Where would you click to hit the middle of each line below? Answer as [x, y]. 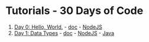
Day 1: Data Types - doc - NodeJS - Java [64, 33]
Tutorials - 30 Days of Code [74, 11]
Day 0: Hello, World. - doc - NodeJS [58, 27]
